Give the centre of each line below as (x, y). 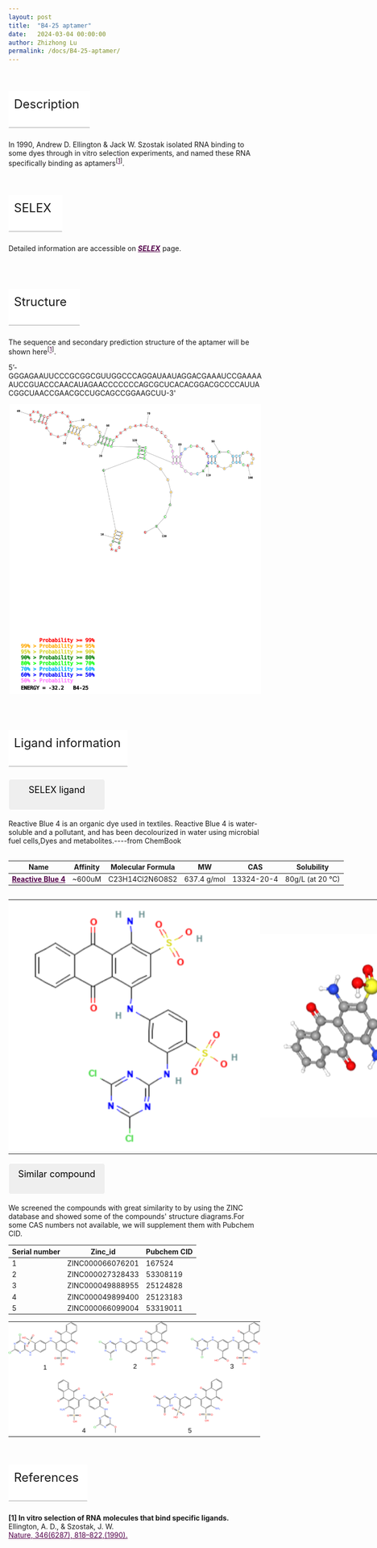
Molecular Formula (143, 867)
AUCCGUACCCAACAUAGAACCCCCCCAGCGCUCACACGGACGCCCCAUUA (134, 385)
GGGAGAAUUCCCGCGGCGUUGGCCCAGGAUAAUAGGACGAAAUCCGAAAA (135, 376)
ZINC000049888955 (103, 1286)
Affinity (87, 867)
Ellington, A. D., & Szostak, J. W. (61, 1527)
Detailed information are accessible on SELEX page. (95, 248)
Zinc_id (103, 1251)
